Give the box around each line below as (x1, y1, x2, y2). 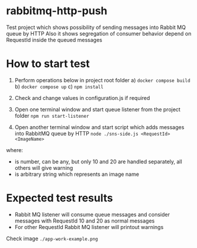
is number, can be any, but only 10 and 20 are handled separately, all (14, 158, 182, 165)
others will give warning (14, 164, 73, 171)
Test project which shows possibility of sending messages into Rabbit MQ (6, 24, 186, 31)
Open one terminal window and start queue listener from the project (14, 105, 180, 113)
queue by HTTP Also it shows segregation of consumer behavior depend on (6, 30, 192, 37)
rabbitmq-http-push (6, 4, 108, 18)
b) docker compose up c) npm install (14, 83, 104, 90)
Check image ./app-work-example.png (6, 235, 98, 242)
